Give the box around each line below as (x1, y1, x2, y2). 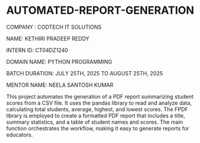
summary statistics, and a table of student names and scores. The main (6, 118, 183, 126)
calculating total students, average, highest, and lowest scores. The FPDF (6, 105, 189, 112)
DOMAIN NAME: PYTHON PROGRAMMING (6, 58, 112, 65)
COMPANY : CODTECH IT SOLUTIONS (6, 23, 102, 31)
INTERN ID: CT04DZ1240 (6, 46, 68, 54)
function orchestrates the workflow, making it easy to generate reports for (6, 124, 189, 132)
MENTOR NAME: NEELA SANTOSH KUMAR (6, 81, 114, 89)
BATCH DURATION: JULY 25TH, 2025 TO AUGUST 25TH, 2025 (6, 69, 163, 77)
